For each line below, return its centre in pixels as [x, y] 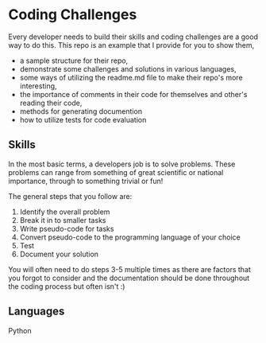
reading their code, [51, 103]
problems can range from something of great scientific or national [116, 172]
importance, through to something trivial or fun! [86, 181]
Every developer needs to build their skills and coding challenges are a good [133, 37]
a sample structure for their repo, [74, 60]
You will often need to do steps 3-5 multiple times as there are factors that [130, 269]
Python [20, 330]
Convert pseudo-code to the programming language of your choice [130, 237]
